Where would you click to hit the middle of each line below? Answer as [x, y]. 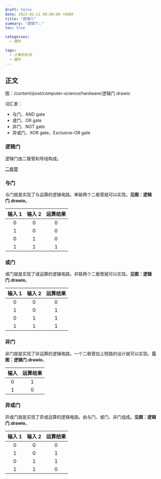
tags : [11, 50]
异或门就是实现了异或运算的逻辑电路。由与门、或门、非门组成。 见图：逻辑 [80, 417]
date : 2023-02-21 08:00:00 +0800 [39, 14]
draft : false [18, 10]
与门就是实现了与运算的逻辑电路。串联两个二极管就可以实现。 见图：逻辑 [78, 194]
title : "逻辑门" [21, 19]
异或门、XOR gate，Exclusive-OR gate [51, 133]
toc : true [15, 28]
